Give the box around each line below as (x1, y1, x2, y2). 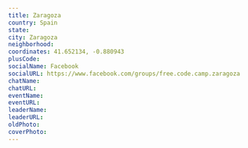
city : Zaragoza (8, 33, 58, 42)
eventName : (8, 92, 44, 99)
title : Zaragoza (8, 11, 61, 20)
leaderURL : (8, 114, 44, 121)
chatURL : (8, 84, 37, 92)
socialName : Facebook (8, 63, 79, 70)
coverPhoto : (8, 128, 47, 135)
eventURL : (8, 99, 41, 106)
